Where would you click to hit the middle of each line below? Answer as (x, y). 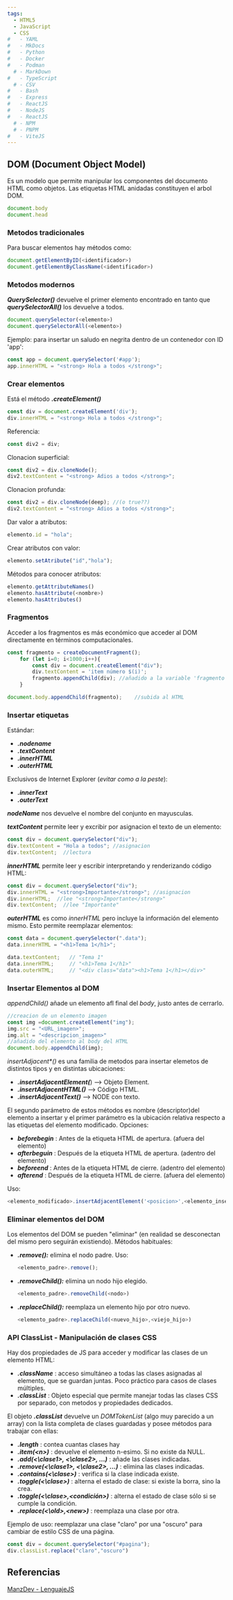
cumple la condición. (47, 1504)
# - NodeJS (26, 110)
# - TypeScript (32, 78)
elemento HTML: (31, 1360)
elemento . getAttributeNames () (51, 587)
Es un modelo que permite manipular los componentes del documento (107, 181)
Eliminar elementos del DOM (56, 1219)
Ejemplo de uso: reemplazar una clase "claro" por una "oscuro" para (105, 1524)
